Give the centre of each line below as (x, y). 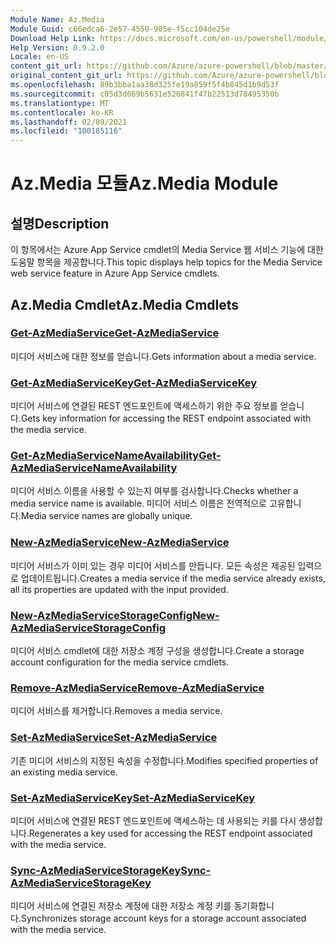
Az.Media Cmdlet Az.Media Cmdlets (125, 304)
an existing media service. (64, 772)
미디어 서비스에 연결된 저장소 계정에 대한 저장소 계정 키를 (121, 906)
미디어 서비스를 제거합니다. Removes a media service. (116, 711)
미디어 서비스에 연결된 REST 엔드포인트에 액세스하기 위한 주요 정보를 (144, 406)
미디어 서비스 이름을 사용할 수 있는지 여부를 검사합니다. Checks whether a (154, 491)
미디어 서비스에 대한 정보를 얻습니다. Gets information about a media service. (163, 356)
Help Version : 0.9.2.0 (57, 47)
